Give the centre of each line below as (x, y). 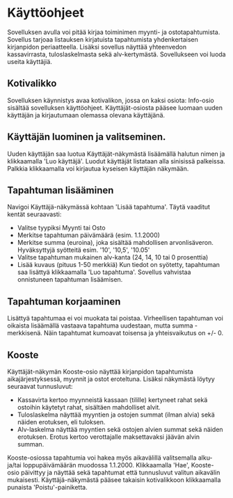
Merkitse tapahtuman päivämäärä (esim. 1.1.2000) (88, 235)
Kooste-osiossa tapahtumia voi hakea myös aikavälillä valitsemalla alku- (110, 458)
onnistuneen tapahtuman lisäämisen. (70, 280)
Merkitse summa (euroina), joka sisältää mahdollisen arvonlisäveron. (115, 243)
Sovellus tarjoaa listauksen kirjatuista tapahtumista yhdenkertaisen (103, 39)
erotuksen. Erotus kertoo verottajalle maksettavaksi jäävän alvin (109, 437)
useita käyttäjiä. (30, 61)
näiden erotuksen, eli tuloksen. (61, 422)
